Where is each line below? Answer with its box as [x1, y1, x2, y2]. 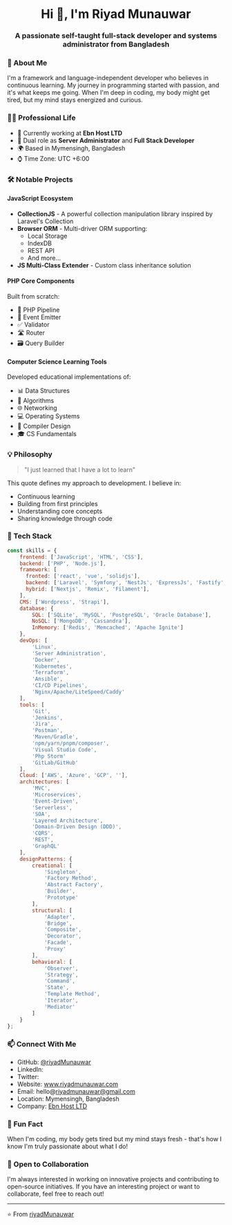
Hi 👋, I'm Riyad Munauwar [41, 6, 191, 22]
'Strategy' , [43, 971, 79, 978]
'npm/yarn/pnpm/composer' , [32, 740, 110, 747]
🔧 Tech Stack [7, 532, 52, 541]
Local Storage [27, 232, 68, 240]
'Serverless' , [32, 804, 72, 811]
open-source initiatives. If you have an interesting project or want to [7, 1182, 200, 1191]
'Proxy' [43, 946, 67, 953]
